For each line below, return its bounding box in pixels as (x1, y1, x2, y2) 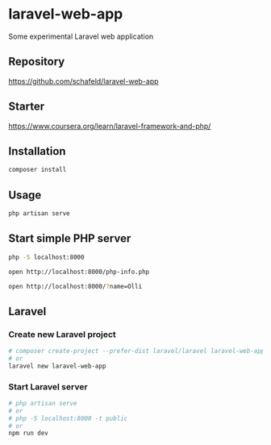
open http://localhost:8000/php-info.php (8, 268, 150, 276)
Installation (8, 144, 66, 158)
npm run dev (8, 429, 48, 438)
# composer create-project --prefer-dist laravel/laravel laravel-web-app (8, 347, 265, 356)
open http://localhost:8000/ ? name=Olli (8, 282, 143, 290)
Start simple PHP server (8, 231, 131, 246)
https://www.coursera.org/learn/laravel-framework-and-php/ (8, 121, 211, 131)
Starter (8, 100, 45, 114)
